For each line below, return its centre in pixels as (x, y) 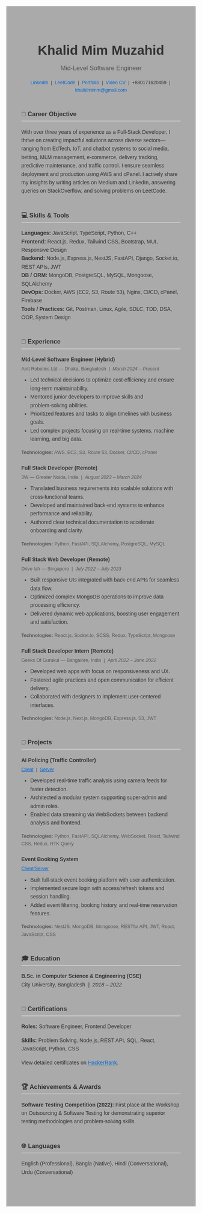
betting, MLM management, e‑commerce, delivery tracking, (90, 157)
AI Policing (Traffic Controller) (59, 760)
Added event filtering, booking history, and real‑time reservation (103, 905)
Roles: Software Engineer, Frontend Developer (76, 1027)
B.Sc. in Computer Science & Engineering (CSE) (81, 976)
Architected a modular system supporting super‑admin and (98, 798)
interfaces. (42, 705)
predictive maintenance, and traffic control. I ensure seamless (93, 166)
